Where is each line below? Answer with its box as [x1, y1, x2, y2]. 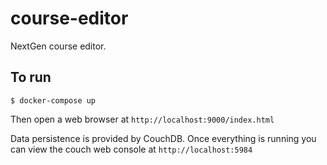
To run [10, 69, 52, 86]
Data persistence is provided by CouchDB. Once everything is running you [10, 132, 317, 144]
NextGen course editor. [10, 40, 107, 52]
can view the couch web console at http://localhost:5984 [10, 143, 253, 155]
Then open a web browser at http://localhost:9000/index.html [10, 113, 275, 125]
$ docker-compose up [10, 95, 97, 106]
